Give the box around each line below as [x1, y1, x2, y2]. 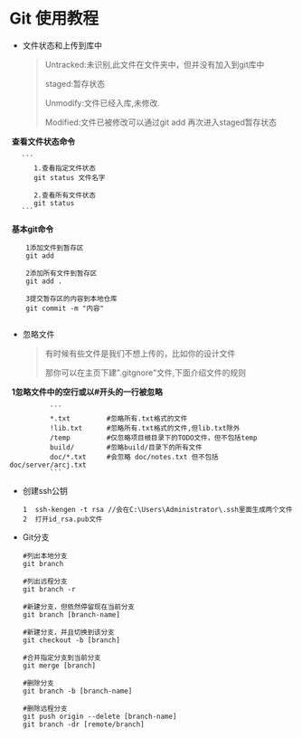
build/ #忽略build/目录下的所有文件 [49, 442, 203, 452]
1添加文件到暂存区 [25, 243, 84, 252]
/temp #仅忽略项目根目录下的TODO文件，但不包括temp [49, 433, 258, 442]
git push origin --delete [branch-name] [22, 712, 177, 721]
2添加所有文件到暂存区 [25, 269, 98, 278]
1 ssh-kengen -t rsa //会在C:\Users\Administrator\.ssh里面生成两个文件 [22, 505, 293, 514]
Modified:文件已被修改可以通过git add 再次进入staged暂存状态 [44, 117, 278, 128]
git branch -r [22, 584, 76, 593]
